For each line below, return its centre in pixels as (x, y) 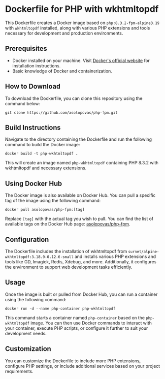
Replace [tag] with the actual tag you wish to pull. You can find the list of (79, 219)
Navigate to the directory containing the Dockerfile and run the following (79, 139)
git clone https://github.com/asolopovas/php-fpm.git (62, 112)
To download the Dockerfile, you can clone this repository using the (74, 98)
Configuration (27, 239)
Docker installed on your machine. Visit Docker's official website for (81, 61)
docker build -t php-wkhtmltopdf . (42, 154)
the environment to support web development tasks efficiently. (69, 267)
